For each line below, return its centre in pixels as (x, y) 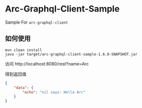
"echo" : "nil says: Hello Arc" (54, 92)
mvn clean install (24, 50)
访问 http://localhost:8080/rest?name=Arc (47, 64)
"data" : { (24, 88)
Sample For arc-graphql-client (37, 22)
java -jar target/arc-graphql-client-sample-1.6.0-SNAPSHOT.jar (71, 54)
